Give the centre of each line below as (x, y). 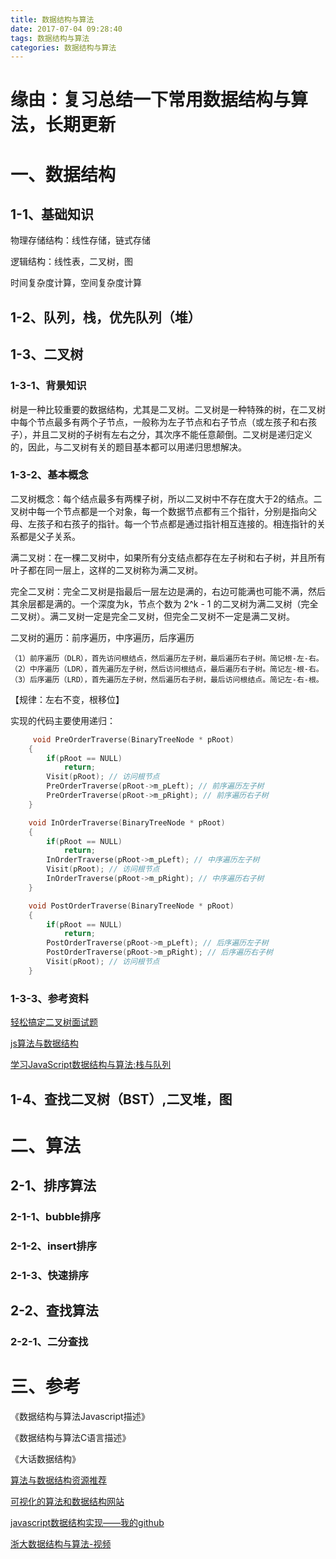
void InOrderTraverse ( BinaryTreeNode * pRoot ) (127, 822)
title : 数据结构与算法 (52, 19)
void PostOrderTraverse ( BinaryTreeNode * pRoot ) (131, 906)
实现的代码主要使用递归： (63, 720)
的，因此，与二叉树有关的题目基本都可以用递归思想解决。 (128, 447)
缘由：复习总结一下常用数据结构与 (151, 100)
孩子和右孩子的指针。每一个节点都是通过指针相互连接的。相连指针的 (176, 523)
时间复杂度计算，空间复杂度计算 (76, 283)
